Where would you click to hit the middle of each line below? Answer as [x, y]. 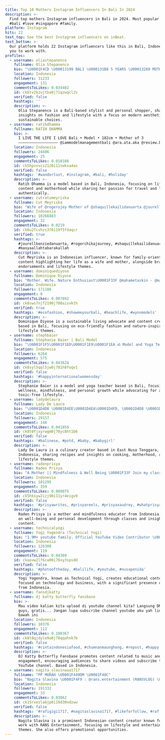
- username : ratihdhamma [35, 124]
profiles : [15, 55]
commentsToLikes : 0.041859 [41, 427]
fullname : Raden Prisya [38, 468]
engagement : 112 [31, 629]
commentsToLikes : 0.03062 [41, 698]
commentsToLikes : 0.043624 [41, 363]
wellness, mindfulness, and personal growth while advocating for [87, 390]
